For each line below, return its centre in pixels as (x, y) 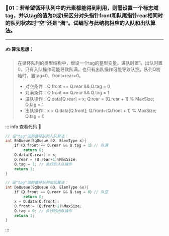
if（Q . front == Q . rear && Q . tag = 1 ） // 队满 (61, 145)
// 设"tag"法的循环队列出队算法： (37, 183)
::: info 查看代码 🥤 (23, 127)
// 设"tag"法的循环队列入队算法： (37, 136)
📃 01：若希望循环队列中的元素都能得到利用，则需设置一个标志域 (82, 8)
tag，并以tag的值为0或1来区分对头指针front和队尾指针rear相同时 (84, 15)
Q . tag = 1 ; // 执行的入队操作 (43, 164)
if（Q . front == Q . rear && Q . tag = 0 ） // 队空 (61, 192)
